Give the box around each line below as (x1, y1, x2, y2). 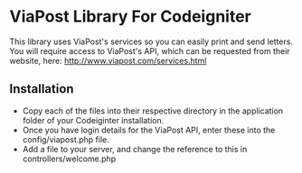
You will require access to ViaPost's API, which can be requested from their (9, 45, 291, 56)
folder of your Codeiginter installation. (22, 114, 165, 125)
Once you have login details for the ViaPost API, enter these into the (22, 124, 276, 135)
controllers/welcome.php (22, 153, 117, 164)
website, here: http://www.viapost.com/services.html (9, 55, 207, 66)
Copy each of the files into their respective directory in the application (22, 105, 284, 116)
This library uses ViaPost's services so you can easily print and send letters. (9, 36, 294, 47)
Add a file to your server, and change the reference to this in (22, 143, 248, 154)
